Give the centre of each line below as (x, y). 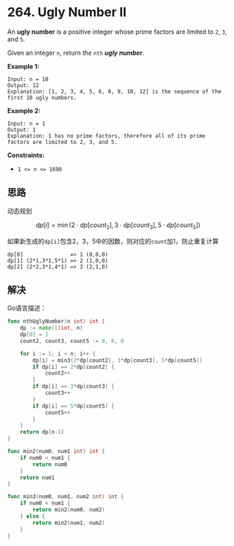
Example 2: (24, 110)
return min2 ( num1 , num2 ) (69, 523)
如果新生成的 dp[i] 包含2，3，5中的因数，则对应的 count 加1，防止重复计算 (113, 241)
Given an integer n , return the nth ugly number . (76, 53)
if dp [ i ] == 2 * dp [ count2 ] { (73, 367)
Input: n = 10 (28, 79)
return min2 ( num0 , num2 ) (69, 510)
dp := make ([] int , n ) (51, 328)
